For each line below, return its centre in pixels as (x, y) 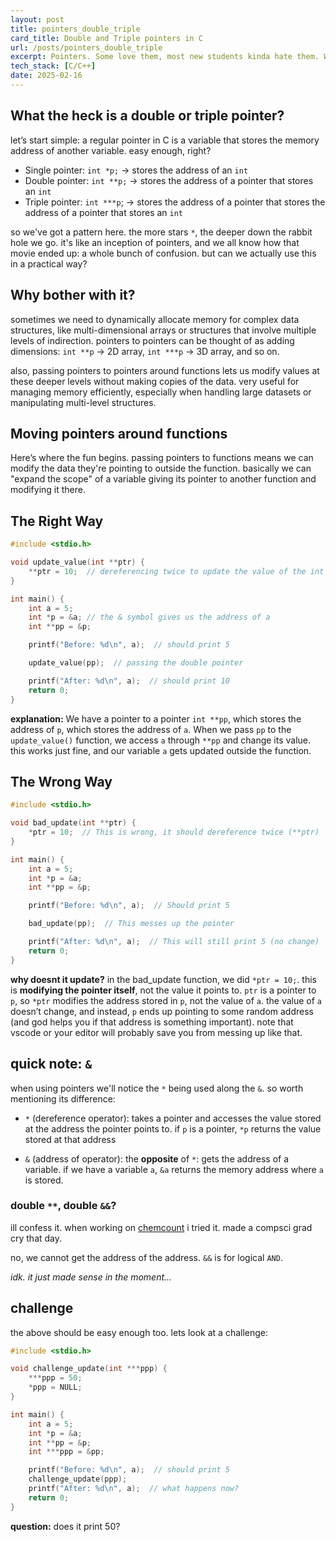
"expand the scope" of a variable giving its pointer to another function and (163, 479)
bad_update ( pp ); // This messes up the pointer (131, 924)
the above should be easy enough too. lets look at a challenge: (139, 1332)
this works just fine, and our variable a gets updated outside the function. (161, 750)
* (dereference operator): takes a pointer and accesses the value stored (173, 1118)
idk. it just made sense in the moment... (91, 1277)
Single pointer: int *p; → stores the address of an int (136, 170)
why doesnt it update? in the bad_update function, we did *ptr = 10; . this (163, 979)
